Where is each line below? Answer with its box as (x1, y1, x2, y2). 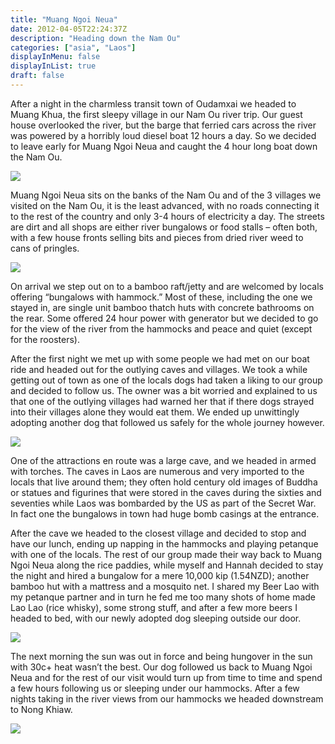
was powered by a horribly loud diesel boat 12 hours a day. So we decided (10, 129, 317, 141)
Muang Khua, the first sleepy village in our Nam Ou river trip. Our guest (10, 108, 303, 120)
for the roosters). (10, 333, 80, 345)
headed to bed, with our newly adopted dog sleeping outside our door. (10, 612, 302, 624)
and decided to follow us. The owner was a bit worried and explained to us (10, 384, 318, 396)
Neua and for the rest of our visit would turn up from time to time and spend (10, 671, 323, 683)
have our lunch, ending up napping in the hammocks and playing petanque (10, 537, 319, 550)
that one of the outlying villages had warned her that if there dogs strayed (10, 395, 315, 407)
